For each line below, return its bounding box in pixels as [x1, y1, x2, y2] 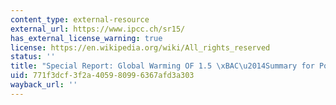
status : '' [10, 52, 56, 62]
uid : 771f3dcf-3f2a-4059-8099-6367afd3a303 [10, 71, 195, 81]
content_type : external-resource [10, 14, 150, 25]
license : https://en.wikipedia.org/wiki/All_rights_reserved [10, 42, 271, 53]
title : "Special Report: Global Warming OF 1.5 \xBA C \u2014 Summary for [10, 61, 315, 71]
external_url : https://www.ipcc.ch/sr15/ [10, 24, 186, 34]
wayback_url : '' [10, 80, 78, 90]
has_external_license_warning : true [10, 33, 163, 43]
